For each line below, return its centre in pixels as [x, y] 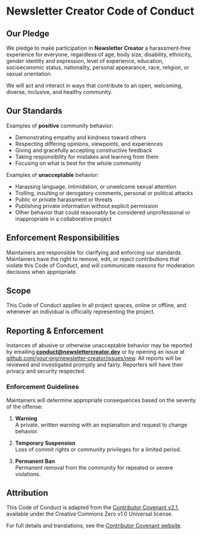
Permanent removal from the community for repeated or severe [94, 467]
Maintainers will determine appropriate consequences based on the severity [101, 400]
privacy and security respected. [46, 371]
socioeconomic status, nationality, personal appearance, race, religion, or [98, 67]
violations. [28, 474]
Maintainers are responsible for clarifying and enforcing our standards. [94, 252]
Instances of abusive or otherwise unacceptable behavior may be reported [99, 345]
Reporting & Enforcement [55, 331]
